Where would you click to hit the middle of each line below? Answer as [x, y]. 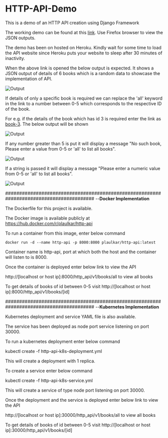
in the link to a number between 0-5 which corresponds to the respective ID [83, 103]
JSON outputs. [21, 38]
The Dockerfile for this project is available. [49, 208]
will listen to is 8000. [26, 257]
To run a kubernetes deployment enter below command [63, 341]
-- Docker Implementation [122, 198]
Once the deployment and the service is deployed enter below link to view [82, 400]
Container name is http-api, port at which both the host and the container [81, 252]
